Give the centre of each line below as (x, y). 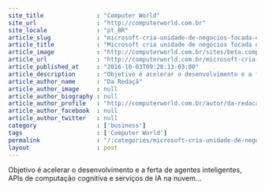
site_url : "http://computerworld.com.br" (107, 23)
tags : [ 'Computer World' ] (88, 133)
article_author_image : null (63, 89)
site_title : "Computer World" (84, 15)
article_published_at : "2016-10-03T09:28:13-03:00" (104, 67)
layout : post (63, 148)
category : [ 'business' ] (77, 125)
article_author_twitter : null (63, 118)
